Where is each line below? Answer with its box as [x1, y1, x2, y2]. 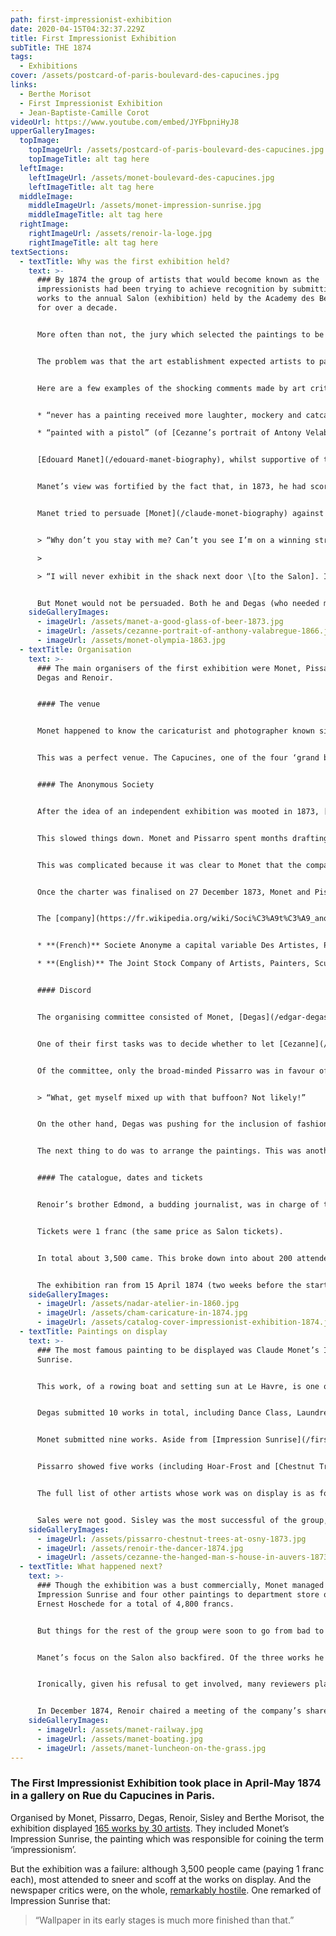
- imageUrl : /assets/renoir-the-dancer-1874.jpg [36, 1543, 244, 1553]
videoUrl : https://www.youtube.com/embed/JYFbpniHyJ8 [10, 117, 240, 127]
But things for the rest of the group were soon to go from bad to [36, 1626, 325, 1636]
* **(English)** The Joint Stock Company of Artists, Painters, [36, 959, 311, 969]
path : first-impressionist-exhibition [10, 14, 172, 25]
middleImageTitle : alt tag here [28, 210, 163, 220]
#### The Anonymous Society [36, 780, 155, 790]
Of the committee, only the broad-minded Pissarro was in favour [36, 1066, 315, 1076]
